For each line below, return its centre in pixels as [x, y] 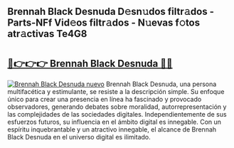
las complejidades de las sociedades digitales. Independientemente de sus [117, 114]
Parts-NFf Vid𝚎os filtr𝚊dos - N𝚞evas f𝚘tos [104, 23]
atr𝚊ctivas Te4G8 [47, 34]
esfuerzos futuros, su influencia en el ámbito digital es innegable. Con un [115, 122]
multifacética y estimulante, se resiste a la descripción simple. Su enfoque [116, 91]
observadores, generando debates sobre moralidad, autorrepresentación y [117, 107]
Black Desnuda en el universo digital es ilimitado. [79, 137]
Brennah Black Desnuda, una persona [161, 84]
